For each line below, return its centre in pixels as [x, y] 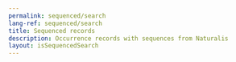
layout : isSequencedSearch [54, 46]
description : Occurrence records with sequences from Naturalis [118, 38]
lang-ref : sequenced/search [56, 23]
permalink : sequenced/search [57, 16]
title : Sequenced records [52, 31]
